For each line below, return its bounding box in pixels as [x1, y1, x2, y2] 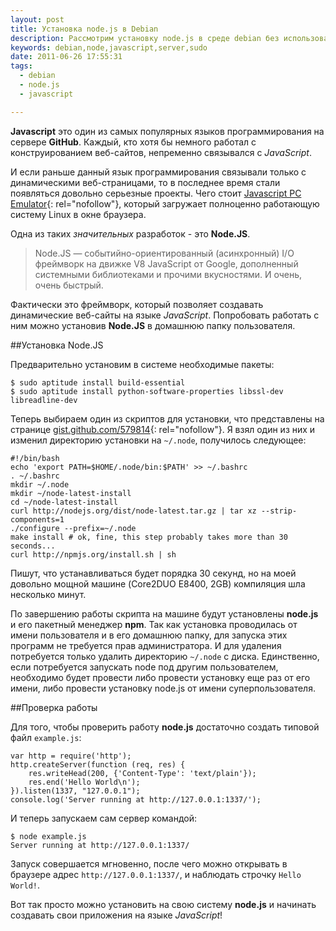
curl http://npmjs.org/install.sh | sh [10, 549, 177, 560]
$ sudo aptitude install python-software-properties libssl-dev [10, 386, 284, 396]
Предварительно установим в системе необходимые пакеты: [10, 358, 275, 370]
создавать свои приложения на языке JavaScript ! [10, 909, 223, 921]
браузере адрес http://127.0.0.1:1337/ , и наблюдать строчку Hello [10, 868, 302, 880]
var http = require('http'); [10, 751, 132, 761]
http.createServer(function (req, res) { [10, 759, 186, 770]
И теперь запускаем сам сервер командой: [10, 812, 198, 824]
